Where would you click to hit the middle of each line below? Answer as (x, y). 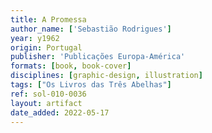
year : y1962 (35, 38)
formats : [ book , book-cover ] (71, 66)
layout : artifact (46, 103)
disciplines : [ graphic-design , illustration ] (106, 76)
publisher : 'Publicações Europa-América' (98, 57)
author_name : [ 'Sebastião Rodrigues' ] (91, 29)
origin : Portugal (46, 47)
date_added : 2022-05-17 (60, 112)
